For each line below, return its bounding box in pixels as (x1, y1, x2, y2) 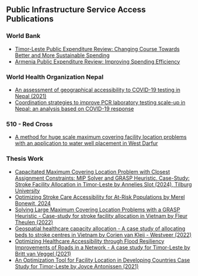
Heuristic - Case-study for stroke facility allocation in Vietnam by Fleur (14, 212, 188, 219)
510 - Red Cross (6, 120, 53, 128)
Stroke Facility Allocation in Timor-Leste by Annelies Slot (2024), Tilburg (14, 180, 192, 188)
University (14, 187, 40, 194)
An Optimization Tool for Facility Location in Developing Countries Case (14, 256, 190, 264)
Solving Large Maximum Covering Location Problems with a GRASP (14, 206, 180, 213)
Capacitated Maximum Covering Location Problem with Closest (14, 168, 171, 175)
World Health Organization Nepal (6, 72, 104, 81)
